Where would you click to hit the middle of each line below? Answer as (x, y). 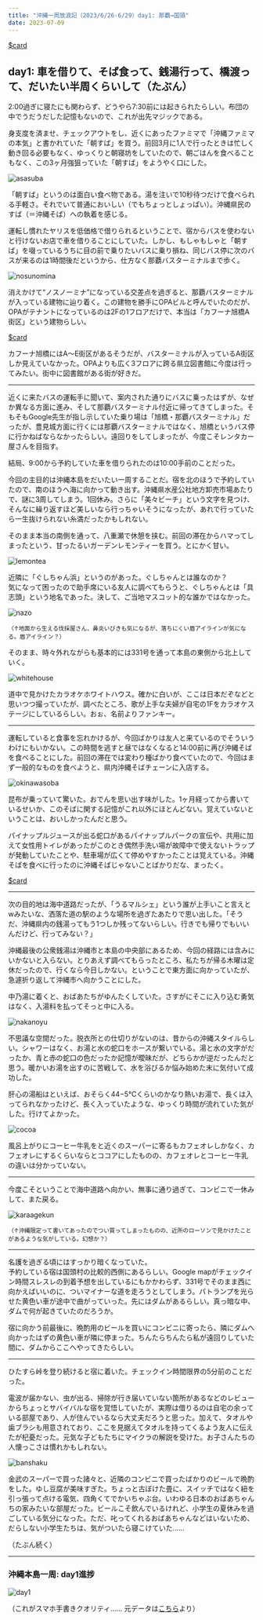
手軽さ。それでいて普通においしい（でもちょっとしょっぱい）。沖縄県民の (133, 204)
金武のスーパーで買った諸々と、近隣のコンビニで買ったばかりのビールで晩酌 (131, 1479)
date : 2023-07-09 (36, 23)
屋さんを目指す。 (35, 446)
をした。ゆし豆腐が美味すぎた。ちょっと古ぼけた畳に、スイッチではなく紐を (131, 1489)
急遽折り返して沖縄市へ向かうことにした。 (77, 980)
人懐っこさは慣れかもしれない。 (59, 1447)
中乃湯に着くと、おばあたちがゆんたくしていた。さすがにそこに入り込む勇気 (131, 997)
